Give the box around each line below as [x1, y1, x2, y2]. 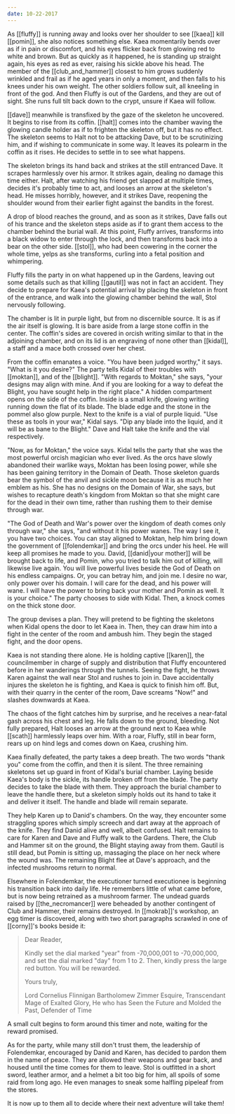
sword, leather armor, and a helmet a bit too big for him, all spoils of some [7, 1070, 220, 1079]
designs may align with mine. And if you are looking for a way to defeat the [7, 380, 223, 388]
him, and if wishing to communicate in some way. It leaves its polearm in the [7, 140, 227, 148]
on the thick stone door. [7, 601, 76, 610]
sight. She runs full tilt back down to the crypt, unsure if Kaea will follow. [7, 96, 216, 105]
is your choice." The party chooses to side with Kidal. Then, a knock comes [7, 594, 226, 602]
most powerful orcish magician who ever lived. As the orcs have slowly [7, 453, 213, 461]
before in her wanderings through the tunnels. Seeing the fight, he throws [7, 665, 220, 674]
